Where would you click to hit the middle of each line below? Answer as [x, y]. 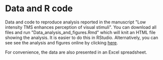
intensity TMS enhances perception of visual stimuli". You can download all [81, 27]
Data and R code [39, 9]
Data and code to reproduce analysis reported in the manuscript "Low [75, 22]
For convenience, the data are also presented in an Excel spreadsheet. [76, 52]
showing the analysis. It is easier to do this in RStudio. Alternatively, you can [81, 38]
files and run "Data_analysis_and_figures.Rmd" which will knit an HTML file [80, 32]
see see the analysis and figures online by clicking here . [62, 42]
